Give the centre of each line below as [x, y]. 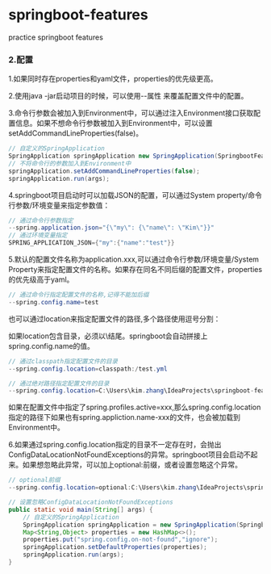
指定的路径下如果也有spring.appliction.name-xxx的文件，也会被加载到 [124, 417]
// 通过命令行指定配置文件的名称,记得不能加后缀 [79, 295]
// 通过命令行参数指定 [41, 220]
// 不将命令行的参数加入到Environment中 [70, 163]
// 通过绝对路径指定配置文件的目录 [59, 383]
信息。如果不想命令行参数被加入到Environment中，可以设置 [114, 124]
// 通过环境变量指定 [38, 236]
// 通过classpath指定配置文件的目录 [63, 361]
